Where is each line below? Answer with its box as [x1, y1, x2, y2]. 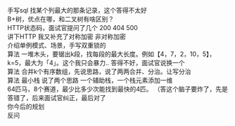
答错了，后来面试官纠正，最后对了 [7, 94, 106, 101]
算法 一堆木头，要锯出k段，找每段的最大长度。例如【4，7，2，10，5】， [7, 50, 216, 58]
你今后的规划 [7, 102, 44, 111]
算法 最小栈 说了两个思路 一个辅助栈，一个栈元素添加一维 [7, 76, 173, 84]
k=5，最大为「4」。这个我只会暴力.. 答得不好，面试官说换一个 [7, 59, 185, 66]
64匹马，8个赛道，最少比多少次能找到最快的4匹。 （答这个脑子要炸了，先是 [7, 85, 229, 93]
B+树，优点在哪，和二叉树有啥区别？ [7, 15, 115, 23]
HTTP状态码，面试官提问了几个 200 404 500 [7, 24, 139, 31]
